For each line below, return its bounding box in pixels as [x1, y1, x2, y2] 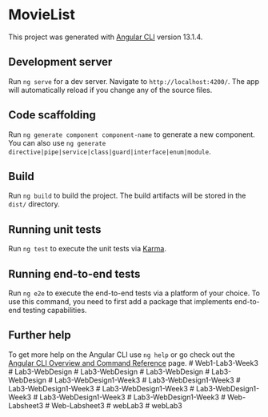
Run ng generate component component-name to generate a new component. [8, 130, 256, 139]
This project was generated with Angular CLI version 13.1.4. [8, 32, 203, 42]
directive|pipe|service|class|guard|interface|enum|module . [8, 146, 211, 156]
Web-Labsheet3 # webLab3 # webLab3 [51, 400, 182, 410]
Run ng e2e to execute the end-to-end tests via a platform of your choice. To [8, 288, 261, 298]
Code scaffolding [8, 108, 96, 122]
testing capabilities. [22, 306, 87, 315]
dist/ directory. [8, 199, 60, 209]
